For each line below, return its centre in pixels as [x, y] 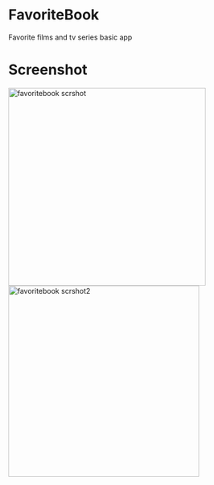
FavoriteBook [54, 15]
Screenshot [48, 70]
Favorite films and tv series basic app [70, 37]
